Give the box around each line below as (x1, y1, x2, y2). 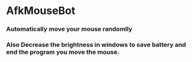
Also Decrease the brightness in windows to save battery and (6, 41, 186, 49)
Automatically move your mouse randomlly (6, 25, 133, 33)
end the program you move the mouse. (6, 48, 120, 56)
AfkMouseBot (6, 4, 76, 18)
